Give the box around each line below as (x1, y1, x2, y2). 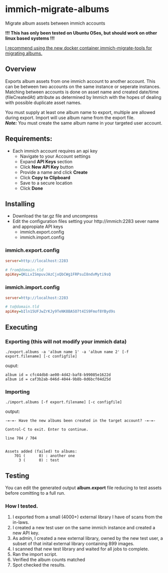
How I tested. (5, 502, 39, 509)
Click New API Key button (20, 164, 74, 170)
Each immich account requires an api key (12, 148, 98, 154)
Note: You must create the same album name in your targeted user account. (5, 120, 162, 126)
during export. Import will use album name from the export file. (5, 114, 135, 121)
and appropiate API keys (12, 223, 64, 230)
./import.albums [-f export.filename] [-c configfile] (5, 400, 122, 405)
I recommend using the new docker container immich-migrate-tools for (5, 45, 152, 51)
